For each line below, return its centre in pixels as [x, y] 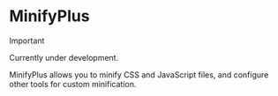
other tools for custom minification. [73, 84]
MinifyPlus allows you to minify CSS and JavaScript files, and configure [139, 74]
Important [27, 41]
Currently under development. [64, 57]
